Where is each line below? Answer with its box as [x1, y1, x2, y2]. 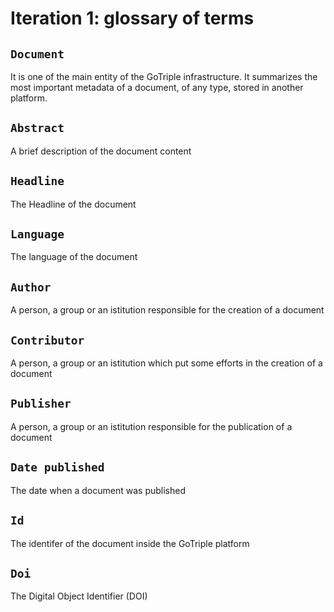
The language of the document [10, 251, 138, 263]
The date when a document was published [10, 484, 187, 496]
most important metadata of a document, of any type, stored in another [10, 82, 304, 93]
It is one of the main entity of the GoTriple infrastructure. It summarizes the [10, 71, 318, 82]
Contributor [10, 333, 85, 347]
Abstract [10, 121, 65, 136]
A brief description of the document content [10, 145, 192, 157]
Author [10, 280, 52, 294]
